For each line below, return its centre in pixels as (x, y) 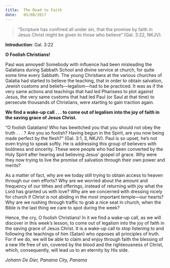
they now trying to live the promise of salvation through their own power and (85, 160)
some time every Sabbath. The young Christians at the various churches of (84, 75)
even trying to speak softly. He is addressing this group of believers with (81, 144)
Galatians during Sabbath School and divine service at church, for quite (80, 70)
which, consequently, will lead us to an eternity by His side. (67, 250)
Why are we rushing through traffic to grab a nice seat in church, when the (83, 202)
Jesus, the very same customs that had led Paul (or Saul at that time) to (80, 97)
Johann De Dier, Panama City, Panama (46, 260)
